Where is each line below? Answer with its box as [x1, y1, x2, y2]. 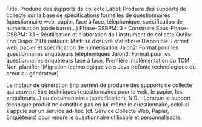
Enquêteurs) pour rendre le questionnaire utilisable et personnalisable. [6, 114, 182, 121]
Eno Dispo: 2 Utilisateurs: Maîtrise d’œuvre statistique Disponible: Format [6, 38, 189, 44]
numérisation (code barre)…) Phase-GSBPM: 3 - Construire [6, 24, 155, 32]
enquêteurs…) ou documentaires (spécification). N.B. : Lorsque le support [6, 94, 191, 101]
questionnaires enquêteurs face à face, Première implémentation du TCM [6, 57, 190, 64]
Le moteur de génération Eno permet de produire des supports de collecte [6, 81, 192, 89]
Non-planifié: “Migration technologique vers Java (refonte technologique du [6, 63, 196, 70]
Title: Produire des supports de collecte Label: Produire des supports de [6, 5, 187, 12]
